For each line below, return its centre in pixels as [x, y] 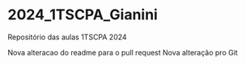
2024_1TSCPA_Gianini [83, 15]
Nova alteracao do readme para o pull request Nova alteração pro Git [123, 52]
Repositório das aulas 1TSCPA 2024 [67, 37]
